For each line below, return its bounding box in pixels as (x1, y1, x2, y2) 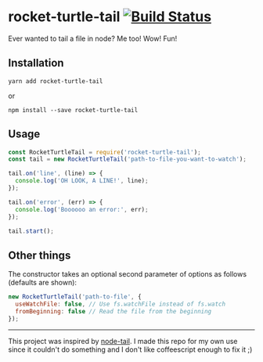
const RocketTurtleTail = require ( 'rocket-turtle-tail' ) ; (8, 148, 201, 156)
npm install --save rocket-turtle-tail (8, 106, 139, 114)
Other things (8, 248, 71, 262)
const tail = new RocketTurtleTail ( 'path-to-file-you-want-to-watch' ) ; (8, 155, 247, 164)
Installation (8, 56, 64, 70)
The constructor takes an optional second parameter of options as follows (8, 270, 247, 279)
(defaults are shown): (8, 278, 77, 288)
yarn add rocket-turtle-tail (8, 77, 103, 85)
